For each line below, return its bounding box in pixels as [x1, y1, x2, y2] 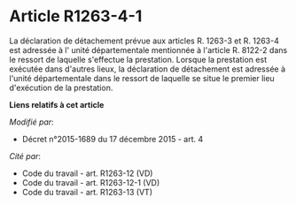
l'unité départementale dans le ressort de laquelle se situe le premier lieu [9, 72, 275, 83]
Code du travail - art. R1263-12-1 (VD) [21, 177, 160, 187]
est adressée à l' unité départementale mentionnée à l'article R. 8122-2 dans [9, 44, 288, 55]
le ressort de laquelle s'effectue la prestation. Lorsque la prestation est [9, 54, 268, 65]
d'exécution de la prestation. [9, 82, 113, 93]
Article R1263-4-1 [9, 6, 143, 27]
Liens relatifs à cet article [9, 99, 105, 110]
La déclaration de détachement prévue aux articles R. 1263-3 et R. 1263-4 [9, 35, 279, 46]
